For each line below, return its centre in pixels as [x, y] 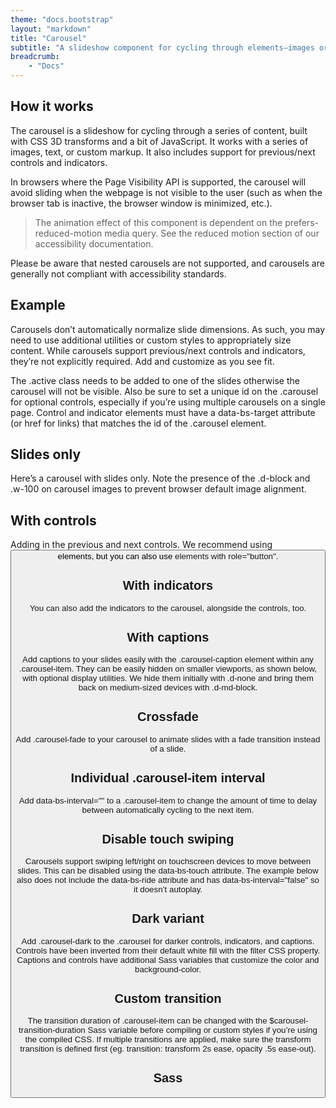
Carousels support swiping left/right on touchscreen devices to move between [168, 861]
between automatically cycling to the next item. [168, 809]
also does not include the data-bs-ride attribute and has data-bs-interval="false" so [168, 880]
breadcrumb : [35, 57]
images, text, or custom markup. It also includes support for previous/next [163, 152]
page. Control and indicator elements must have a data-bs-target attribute [163, 412]
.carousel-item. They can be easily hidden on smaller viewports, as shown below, [168, 669]
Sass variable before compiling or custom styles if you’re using [202, 1030]
